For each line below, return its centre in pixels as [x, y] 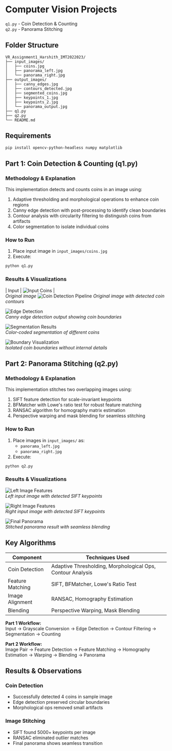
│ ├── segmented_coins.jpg [36, 93]
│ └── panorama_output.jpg [36, 106]
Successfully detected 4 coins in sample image [62, 697]
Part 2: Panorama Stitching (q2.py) [62, 363]
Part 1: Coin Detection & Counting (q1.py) [72, 164]
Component [27, 557]
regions [21, 205]
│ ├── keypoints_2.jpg [32, 102]
